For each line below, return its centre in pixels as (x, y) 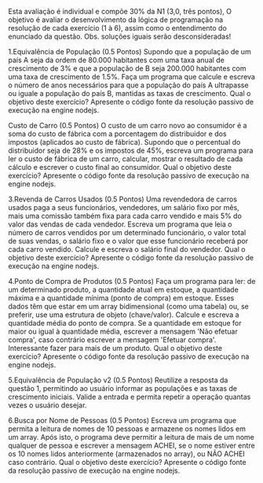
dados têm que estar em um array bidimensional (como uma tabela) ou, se (128, 306)
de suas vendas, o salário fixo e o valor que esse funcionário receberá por (128, 241)
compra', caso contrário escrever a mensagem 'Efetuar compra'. (112, 340)
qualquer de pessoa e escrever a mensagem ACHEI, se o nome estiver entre (131, 445)
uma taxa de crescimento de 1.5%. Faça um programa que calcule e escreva (131, 77)
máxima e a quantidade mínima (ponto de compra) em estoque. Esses (121, 298)
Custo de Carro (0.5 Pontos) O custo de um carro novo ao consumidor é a (128, 125)
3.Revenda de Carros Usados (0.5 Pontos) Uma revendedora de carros (123, 199)
